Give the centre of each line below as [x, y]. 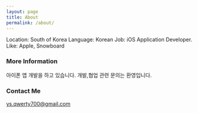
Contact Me [23, 91]
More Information [32, 61]
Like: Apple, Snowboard [35, 46]
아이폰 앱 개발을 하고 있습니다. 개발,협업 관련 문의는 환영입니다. [79, 75]
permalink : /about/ [30, 23]
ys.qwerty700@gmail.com [38, 103]
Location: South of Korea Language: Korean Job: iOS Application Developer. [99, 40]
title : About [22, 17]
